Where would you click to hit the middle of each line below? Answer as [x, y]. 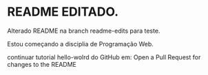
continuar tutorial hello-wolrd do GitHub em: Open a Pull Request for [104, 57]
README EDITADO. [63, 12]
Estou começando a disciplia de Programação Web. [80, 44]
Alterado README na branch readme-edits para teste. [84, 31]
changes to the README [42, 64]
